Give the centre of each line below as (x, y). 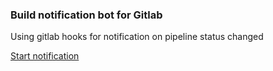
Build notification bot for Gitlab (86, 15)
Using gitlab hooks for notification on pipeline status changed (137, 37)
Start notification (45, 56)
